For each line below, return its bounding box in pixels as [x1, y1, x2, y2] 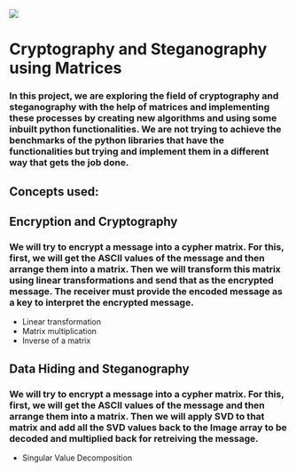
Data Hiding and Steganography [9, 361, 190, 376]
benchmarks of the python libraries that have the [9, 134, 224, 147]
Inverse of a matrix [21, 335, 91, 346]
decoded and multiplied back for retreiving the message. [9, 432, 259, 444]
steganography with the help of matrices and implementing [9, 101, 270, 114]
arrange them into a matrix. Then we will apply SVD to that [9, 410, 265, 422]
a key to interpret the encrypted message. [9, 296, 194, 308]
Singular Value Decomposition [21, 452, 133, 463]
